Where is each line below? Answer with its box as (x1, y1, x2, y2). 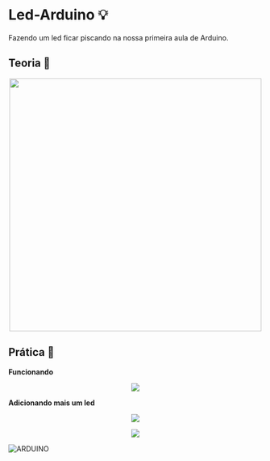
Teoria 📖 (8, 57, 51, 70)
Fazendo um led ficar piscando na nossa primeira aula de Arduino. (8, 32, 229, 42)
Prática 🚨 (8, 345, 55, 359)
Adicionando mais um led (8, 398, 95, 408)
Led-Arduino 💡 (8, 6, 109, 24)
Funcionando (8, 366, 54, 377)
